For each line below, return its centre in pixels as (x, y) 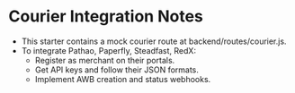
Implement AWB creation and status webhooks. (123, 79)
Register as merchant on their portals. (105, 60)
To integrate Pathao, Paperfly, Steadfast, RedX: (109, 50)
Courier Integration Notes (106, 17)
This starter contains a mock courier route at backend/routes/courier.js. (154, 41)
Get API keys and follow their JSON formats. (117, 70)
